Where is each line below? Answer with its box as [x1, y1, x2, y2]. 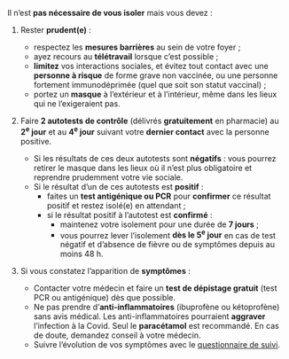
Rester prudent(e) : [20, 25, 91, 35]
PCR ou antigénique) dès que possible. [33, 293, 176, 303]
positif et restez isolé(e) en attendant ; [46, 199, 186, 211]
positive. [20, 136, 52, 146]
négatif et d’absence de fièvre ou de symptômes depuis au [59, 239, 276, 250]
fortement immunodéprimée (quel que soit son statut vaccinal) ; [33, 80, 267, 90]
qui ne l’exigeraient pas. [33, 98, 121, 109]
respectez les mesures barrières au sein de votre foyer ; [33, 42, 241, 52]
